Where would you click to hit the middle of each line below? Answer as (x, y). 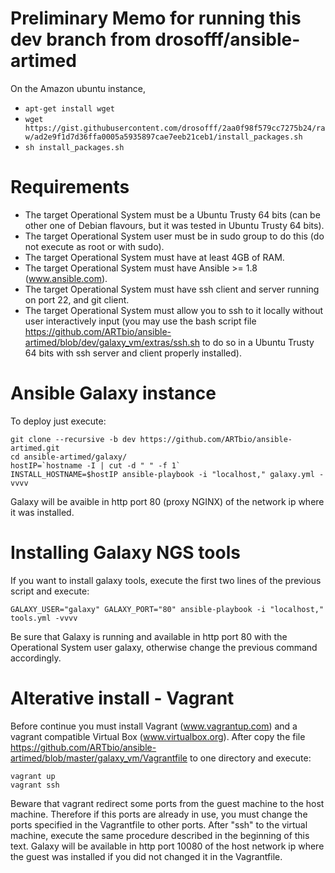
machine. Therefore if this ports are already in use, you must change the (159, 814)
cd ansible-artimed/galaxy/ (69, 457)
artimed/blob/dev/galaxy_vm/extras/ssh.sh (112, 342)
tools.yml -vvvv (44, 618)
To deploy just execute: (58, 421)
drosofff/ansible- (227, 39)
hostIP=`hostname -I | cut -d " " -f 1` (96, 465)
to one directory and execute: (250, 758)
